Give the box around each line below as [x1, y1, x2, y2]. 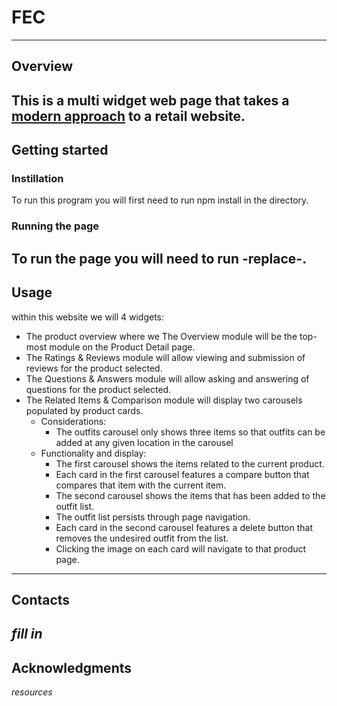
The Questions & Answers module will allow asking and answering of [25, 372, 310, 385]
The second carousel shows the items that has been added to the [55, 489, 326, 501]
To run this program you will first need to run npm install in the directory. [11, 194, 309, 206]
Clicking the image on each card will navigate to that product [55, 542, 307, 555]
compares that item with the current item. [55, 479, 227, 491]
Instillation [11, 172, 64, 186]
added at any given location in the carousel [55, 436, 234, 448]
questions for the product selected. [25, 383, 172, 395]
